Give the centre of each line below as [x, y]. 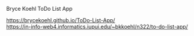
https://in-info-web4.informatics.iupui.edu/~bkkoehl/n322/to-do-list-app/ [97, 27]
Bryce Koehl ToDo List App [40, 9]
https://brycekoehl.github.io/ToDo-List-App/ [61, 20]
